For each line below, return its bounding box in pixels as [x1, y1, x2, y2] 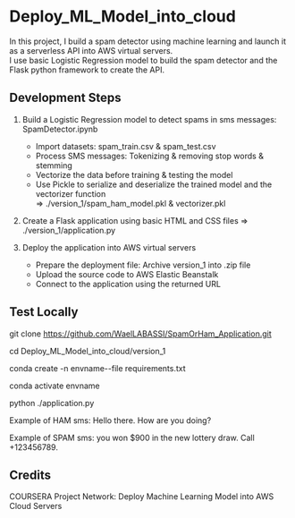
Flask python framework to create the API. [9, 64, 165, 75]
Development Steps [9, 90, 122, 106]
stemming [35, 159, 73, 171]
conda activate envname [9, 380, 100, 391]
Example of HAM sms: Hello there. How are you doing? [9, 414, 212, 426]
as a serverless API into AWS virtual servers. [9, 45, 173, 55]
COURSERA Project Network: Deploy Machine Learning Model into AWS [9, 491, 274, 502]
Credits [9, 467, 52, 482]
